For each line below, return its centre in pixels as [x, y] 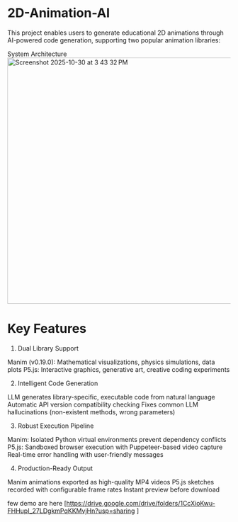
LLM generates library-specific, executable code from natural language [111, 397]
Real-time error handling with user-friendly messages [86, 454]
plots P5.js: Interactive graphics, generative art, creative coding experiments [119, 369]
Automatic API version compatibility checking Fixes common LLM [103, 404]
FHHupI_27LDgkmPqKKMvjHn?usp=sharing [71, 511]
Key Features [47, 329]
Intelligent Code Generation [58, 383]
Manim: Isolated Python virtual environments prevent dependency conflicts [117, 439]
